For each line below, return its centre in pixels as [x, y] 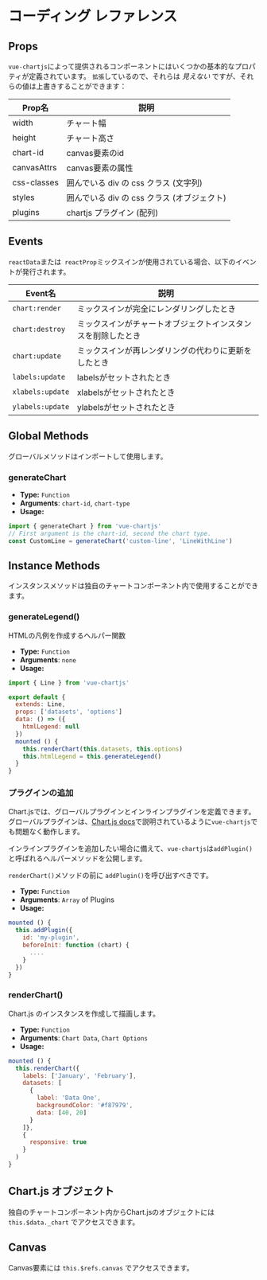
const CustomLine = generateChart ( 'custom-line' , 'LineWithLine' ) [120, 541]
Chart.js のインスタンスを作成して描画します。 [84, 1013]
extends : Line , [41, 704]
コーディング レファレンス [93, 16]
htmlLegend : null [51, 727]
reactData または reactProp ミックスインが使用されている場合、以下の [122, 261]
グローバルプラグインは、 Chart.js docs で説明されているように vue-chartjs [130, 821]
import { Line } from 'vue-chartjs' [69, 683]
